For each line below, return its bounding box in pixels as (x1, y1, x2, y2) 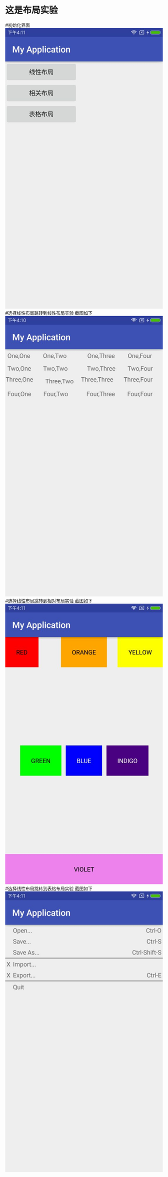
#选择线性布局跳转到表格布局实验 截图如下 (5, 885, 92, 891)
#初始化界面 (5, 22, 30, 28)
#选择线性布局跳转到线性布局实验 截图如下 (5, 310, 92, 316)
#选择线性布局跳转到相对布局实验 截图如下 (5, 597, 92, 604)
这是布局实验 (5, 5, 58, 16)
